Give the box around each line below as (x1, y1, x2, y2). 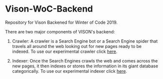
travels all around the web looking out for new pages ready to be (12, 43, 142, 49)
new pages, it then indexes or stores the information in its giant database (12, 63, 158, 69)
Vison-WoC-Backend (5, 3, 93, 15)
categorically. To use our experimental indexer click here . (12, 68, 127, 74)
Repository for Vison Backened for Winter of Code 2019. (5, 19, 118, 25)
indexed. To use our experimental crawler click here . (12, 48, 118, 54)
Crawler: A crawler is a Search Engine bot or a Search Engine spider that (12, 38, 158, 44)
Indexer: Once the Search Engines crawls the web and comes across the (12, 58, 158, 63)
